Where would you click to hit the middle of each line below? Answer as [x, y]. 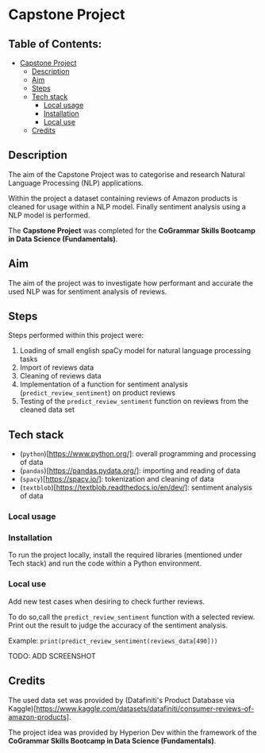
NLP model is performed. [49, 215]
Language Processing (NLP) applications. [76, 182]
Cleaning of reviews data [60, 376]
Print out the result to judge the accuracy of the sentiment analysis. [118, 625]
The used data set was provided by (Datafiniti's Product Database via [122, 700]
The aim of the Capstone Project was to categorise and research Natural [127, 174]
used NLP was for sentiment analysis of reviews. [88, 291]
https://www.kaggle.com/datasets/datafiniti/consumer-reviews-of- [145, 709]
